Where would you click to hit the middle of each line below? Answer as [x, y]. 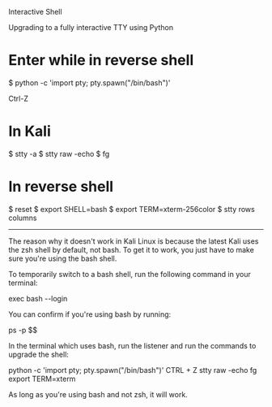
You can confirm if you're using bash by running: [90, 314]
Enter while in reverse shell [101, 61]
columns [23, 218]
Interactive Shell [35, 12]
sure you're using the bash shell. [63, 258]
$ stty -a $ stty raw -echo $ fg [59, 154]
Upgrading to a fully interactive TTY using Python [91, 27]
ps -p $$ [23, 330]
